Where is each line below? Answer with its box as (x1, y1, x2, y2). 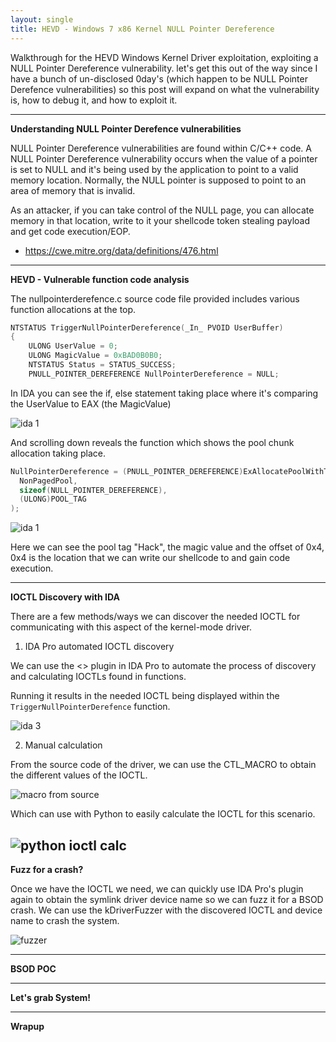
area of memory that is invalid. (10, 184, 136, 196)
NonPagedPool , (19, 476, 78, 486)
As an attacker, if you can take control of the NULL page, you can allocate (10, 204, 315, 216)
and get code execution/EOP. (10, 225, 131, 237)
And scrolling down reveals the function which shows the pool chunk (10, 436, 295, 448)
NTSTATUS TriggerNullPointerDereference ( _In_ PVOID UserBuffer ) (10, 322, 284, 333)
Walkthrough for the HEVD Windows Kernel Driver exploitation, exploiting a (10, 51, 319, 63)
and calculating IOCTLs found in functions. (10, 671, 187, 683)
